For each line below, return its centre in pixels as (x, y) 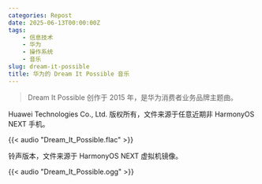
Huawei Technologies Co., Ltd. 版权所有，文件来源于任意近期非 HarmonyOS (131, 114)
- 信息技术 (38, 37)
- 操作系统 (38, 52)
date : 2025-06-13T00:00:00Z (54, 23)
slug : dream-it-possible (49, 67)
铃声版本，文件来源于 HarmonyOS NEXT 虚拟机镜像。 (95, 156)
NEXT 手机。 (29, 123)
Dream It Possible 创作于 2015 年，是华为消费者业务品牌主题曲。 (133, 97)
